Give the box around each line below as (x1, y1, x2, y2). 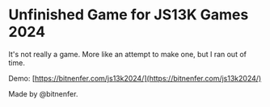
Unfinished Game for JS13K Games (8, 6, 249, 24)
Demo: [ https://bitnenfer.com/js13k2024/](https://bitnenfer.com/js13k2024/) (8, 73, 262, 83)
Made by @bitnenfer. (8, 88, 78, 98)
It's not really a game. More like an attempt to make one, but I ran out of (8, 49, 247, 59)
